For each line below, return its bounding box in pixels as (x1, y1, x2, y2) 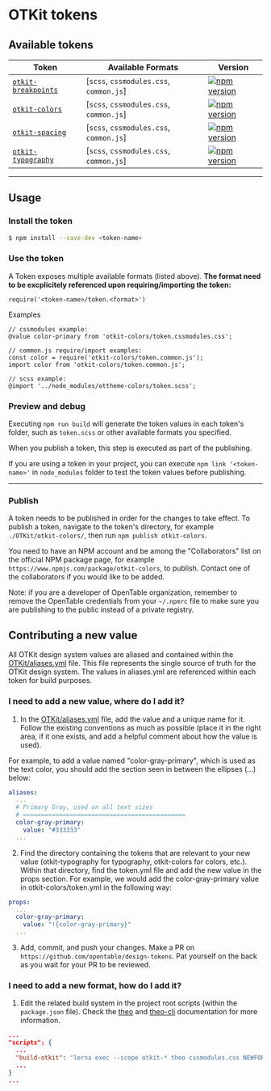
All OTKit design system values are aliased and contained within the (8, 650, 234, 659)
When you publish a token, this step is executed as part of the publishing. (8, 443, 252, 453)
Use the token (8, 253, 65, 264)
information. (19, 1016, 60, 1026)
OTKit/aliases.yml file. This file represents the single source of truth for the (8, 659, 256, 668)
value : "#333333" (23, 826, 81, 834)
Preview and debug (8, 400, 86, 411)
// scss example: (8, 374, 67, 383)
